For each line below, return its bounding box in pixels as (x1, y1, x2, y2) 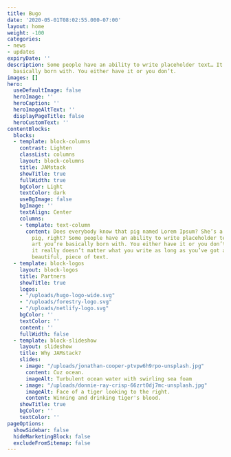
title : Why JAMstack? (19, 349, 81, 357)
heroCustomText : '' (13, 119, 69, 126)
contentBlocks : (7, 125, 51, 132)
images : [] (7, 74, 38, 81)
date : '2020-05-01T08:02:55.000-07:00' (7, 17, 122, 23)
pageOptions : (7, 420, 45, 427)
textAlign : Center (19, 209, 72, 216)
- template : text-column (19, 221, 91, 228)
